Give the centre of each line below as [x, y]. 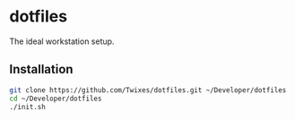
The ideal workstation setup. [62, 41]
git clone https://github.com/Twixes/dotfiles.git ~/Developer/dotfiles [148, 90]
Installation [41, 69]
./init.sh [28, 107]
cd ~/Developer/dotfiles [56, 99]
